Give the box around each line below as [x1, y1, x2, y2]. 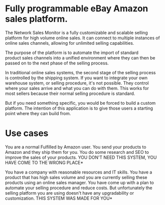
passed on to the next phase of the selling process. [5, 60, 109, 66]
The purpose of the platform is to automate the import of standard [5, 50, 139, 56]
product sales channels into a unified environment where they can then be [5, 55, 156, 60]
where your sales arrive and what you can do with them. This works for [5, 85, 149, 91]
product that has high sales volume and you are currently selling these [5, 174, 147, 180]
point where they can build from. [5, 110, 71, 116]
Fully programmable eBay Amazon [5, 3, 148, 14]
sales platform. [5, 13, 68, 25]
